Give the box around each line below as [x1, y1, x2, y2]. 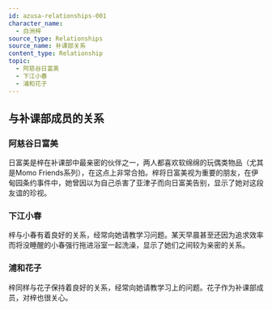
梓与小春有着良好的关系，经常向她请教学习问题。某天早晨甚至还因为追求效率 [8, 230, 264, 240]
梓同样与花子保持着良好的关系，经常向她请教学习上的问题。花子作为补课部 [8, 282, 257, 292]
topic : [8, 57, 31, 66]
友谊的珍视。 [8, 188, 51, 198]
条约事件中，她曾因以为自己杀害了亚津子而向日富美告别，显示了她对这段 [22, 178, 264, 188]
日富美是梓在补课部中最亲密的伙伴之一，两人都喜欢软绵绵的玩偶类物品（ [8, 158, 249, 168]
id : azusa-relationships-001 [8, 11, 107, 20]
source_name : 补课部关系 [8, 42, 87, 50]
